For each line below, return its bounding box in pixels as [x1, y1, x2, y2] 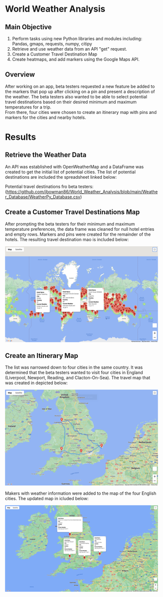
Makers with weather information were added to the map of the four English [5, 490, 157, 496]
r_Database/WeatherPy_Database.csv [5, 194, 81, 200]
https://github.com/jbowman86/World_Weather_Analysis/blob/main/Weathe [6, 188, 158, 194]
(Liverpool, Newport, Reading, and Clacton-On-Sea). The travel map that [5, 375, 150, 381]
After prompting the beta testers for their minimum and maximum [5, 221, 135, 227]
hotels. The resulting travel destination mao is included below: [5, 236, 129, 242]
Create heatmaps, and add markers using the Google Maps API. [12, 56, 140, 62]
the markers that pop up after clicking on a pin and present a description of [5, 89, 155, 94]
